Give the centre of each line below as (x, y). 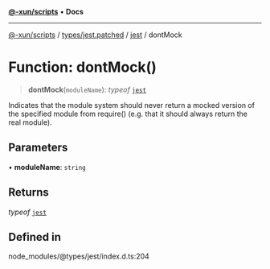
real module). (30, 122)
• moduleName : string (47, 167)
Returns (29, 192)
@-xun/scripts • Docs (46, 12)
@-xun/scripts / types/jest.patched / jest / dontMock (95, 35)
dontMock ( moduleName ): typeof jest (87, 89)
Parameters (38, 148)
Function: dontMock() (82, 67)
